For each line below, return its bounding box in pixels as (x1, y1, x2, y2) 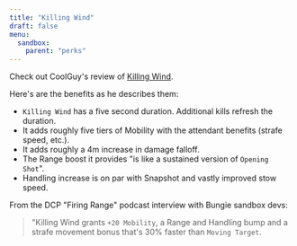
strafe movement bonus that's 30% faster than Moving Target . (31, 226, 263, 238)
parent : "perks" (25, 47, 87, 56)
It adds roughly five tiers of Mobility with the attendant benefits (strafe (22, 125, 283, 136)
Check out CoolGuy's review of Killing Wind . (9, 71, 174, 82)
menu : (9, 30, 30, 39)
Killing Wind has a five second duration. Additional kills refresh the (22, 106, 273, 117)
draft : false (9, 22, 58, 31)
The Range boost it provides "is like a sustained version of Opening (22, 154, 269, 164)
